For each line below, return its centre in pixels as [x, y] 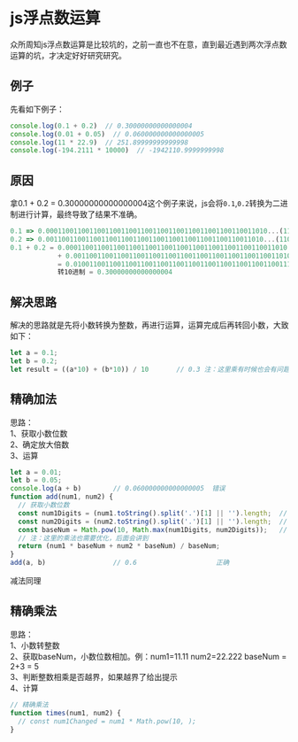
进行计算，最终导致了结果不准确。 [80, 214]
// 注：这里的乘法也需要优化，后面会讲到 [83, 538]
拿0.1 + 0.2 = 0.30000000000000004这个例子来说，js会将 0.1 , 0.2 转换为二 [145, 204]
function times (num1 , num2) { [66, 713]
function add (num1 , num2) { [62, 497]
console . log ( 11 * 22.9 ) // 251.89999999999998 [99, 143]
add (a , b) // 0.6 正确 [120, 563]
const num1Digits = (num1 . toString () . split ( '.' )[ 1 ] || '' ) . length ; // [153, 513]
